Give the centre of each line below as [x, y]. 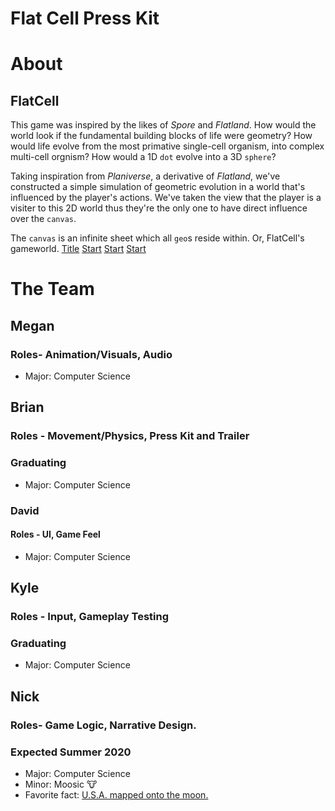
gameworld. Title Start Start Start [78, 249]
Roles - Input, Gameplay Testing [90, 617]
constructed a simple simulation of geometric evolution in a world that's [158, 187]
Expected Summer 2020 [71, 752]
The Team [52, 289]
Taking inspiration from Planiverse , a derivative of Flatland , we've [145, 176]
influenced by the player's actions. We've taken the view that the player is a [166, 198]
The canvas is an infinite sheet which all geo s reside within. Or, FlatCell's [157, 238]
